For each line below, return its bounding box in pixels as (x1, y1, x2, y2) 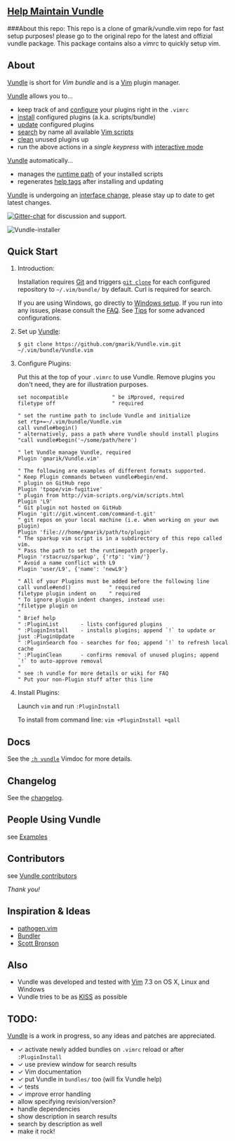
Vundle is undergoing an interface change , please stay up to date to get (7, 191, 215, 199)
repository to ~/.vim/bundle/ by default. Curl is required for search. (17, 285, 213, 294)
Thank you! (7, 885, 41, 893)
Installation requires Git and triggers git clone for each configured (17, 278, 210, 286)
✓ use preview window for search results (17, 1060, 137, 1069)
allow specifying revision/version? (17, 1098, 116, 1106)
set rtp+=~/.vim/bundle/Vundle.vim (17, 419, 122, 426)
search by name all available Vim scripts (17, 128, 134, 136)
